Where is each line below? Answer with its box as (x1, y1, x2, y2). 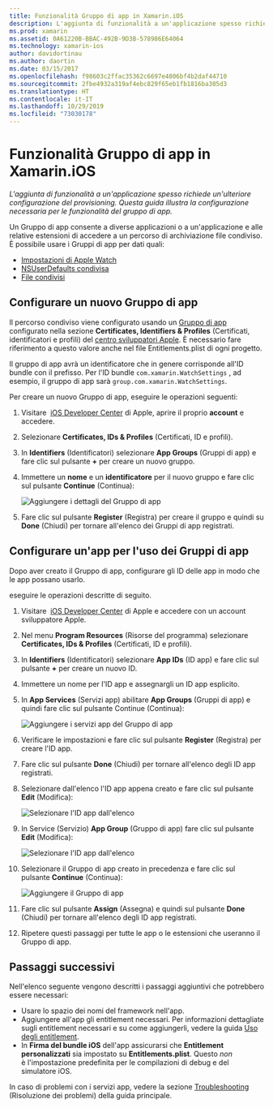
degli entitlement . (20, 1032, 79, 1041)
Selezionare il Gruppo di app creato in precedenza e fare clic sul (20, 864, 236, 873)
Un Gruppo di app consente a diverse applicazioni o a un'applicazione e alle (9, 222, 263, 231)
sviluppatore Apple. (20, 614, 87, 624)
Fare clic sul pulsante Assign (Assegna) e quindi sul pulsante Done (20, 903, 245, 913)
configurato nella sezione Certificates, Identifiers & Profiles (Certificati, (9, 326, 250, 335)
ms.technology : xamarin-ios (9, 42, 105, 50)
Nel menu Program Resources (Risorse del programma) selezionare (20, 630, 249, 640)
